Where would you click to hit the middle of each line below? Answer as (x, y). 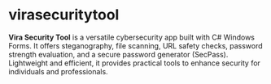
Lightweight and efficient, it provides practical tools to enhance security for (134, 63)
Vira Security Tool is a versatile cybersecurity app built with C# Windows (131, 37)
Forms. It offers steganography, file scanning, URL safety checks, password (135, 45)
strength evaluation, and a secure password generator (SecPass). (118, 54)
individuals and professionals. (58, 71)
